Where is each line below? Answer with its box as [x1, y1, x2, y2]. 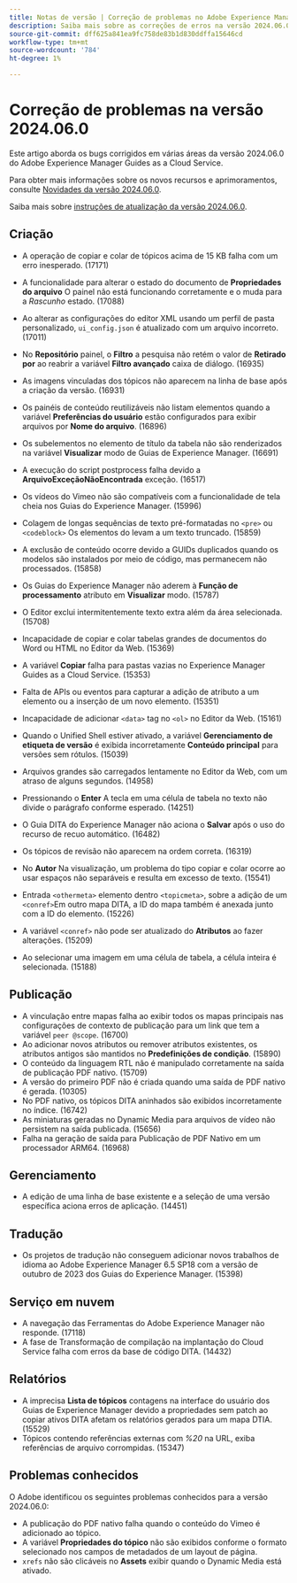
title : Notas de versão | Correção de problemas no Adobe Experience [9, 12, 271, 22]
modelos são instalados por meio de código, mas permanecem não [21, 553, 268, 564]
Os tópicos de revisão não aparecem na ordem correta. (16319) [21, 846, 252, 856]
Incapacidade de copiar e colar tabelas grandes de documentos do [21, 633, 267, 644]
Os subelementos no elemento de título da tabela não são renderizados [21, 437, 283, 448]
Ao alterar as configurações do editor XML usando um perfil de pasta [21, 313, 276, 323]
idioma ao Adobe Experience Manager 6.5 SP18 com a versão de [21, 1259, 259, 1270]
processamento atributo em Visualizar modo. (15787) [21, 590, 219, 600]
